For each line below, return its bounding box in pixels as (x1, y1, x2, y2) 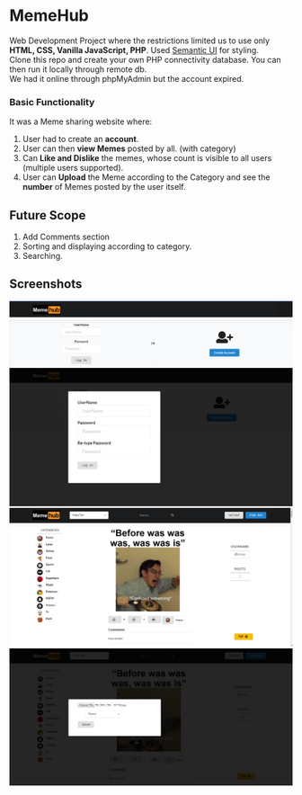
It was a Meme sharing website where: (9, 116, 153, 127)
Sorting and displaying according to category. (22, 241, 192, 252)
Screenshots (9, 276, 83, 292)
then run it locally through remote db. (9, 64, 147, 75)
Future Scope (9, 208, 86, 223)
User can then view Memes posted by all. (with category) (22, 143, 236, 154)
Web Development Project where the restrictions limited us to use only (9, 35, 271, 46)
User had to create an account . (22, 134, 139, 145)
